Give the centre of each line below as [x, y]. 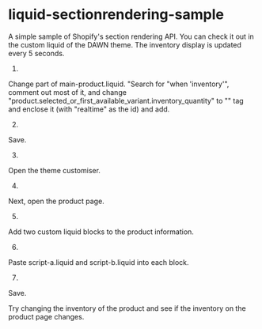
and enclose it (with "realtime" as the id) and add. [89, 109]
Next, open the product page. [56, 201]
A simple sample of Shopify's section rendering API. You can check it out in [131, 36]
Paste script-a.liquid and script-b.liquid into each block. [99, 262]
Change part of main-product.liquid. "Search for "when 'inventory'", [119, 84]
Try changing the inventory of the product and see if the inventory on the [127, 308]
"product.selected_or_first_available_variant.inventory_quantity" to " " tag [126, 100]
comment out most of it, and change [67, 92]
